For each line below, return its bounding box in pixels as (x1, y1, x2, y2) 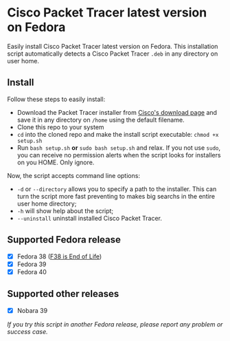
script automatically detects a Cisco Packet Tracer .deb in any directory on (7, 49, 218, 58)
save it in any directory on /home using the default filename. (16, 115, 185, 124)
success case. (7, 327, 48, 335)
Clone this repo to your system (16, 122, 104, 131)
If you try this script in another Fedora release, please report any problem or (7, 320, 223, 328)
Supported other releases (7, 288, 119, 300)
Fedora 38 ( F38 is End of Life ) (16, 252, 102, 261)
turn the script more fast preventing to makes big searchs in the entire (16, 192, 216, 200)
